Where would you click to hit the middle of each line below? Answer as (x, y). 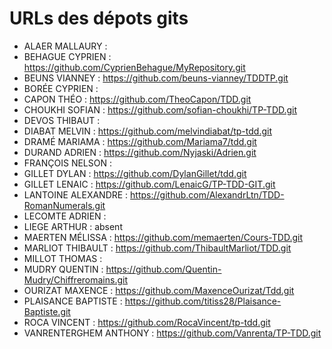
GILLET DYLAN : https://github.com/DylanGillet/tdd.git (135, 173)
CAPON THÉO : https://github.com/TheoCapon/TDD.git (137, 99)
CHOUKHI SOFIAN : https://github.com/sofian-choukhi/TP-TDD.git (160, 109)
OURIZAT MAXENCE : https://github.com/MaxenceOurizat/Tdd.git (159, 290)
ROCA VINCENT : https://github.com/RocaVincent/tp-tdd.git (147, 322)
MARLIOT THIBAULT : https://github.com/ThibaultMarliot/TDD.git (157, 248)
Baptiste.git (47, 311)
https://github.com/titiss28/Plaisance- (203, 301)
